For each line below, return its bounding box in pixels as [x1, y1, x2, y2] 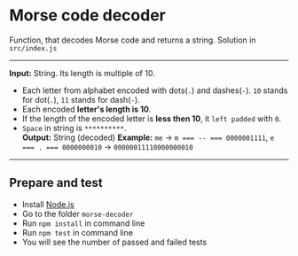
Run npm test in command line [21, 227, 133, 237]
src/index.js [9, 43, 58, 53]
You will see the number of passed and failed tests [21, 237, 208, 247]
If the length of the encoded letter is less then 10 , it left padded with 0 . [21, 112, 282, 124]
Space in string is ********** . [21, 122, 127, 133]
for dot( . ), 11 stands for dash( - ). [21, 94, 140, 105]
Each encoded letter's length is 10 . [21, 104, 152, 114]
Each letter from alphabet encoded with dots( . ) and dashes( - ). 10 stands [21, 85, 288, 96]
